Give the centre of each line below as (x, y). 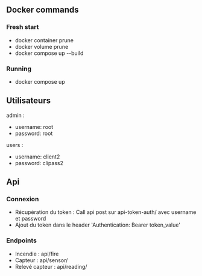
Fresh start (23, 27)
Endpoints (22, 240)
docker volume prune (42, 46)
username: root (34, 127)
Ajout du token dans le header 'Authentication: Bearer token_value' (98, 225)
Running (19, 69)
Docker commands (43, 10)
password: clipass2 (39, 163)
